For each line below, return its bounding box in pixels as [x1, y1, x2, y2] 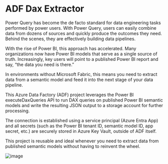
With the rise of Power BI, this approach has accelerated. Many [5, 45, 137, 51]
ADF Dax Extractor [5, 3, 84, 15]
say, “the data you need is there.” [5, 61, 74, 67]
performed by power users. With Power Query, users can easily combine [5, 25, 156, 31]
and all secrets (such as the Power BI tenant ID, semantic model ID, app [5, 123, 153, 129]
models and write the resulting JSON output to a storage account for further [5, 102, 163, 108]
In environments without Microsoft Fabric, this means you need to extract [5, 71, 157, 77]
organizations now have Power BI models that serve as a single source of [5, 51, 157, 57]
